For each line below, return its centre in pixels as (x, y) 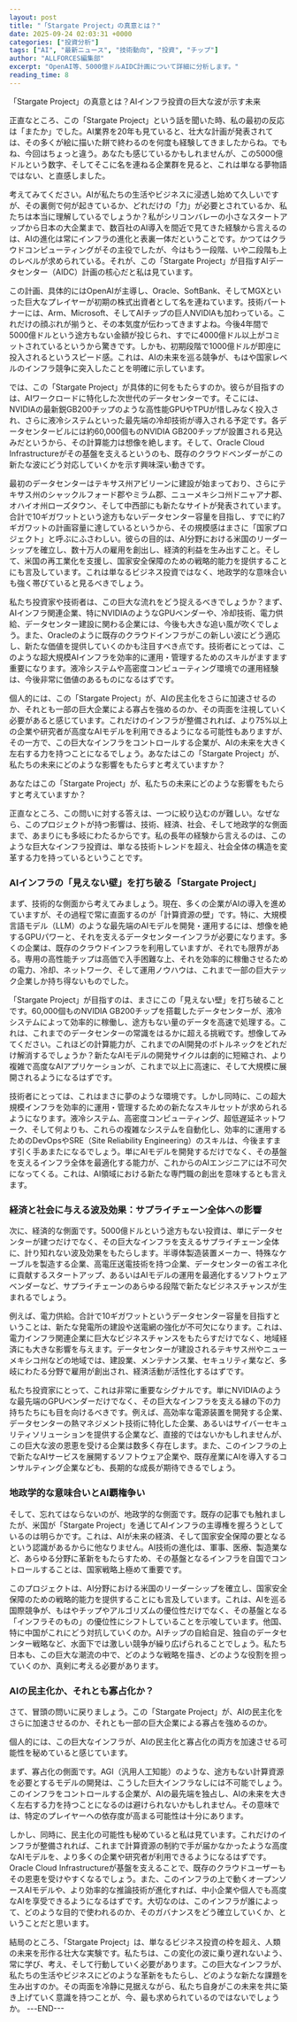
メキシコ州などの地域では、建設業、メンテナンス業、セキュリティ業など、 (145, 1360)
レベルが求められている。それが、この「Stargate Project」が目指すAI (142, 260)
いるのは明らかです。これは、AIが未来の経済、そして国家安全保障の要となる (148, 1536)
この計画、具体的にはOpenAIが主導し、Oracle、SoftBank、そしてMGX (138, 291)
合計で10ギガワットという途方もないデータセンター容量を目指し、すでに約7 (147, 516)
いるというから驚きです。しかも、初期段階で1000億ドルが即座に (164, 345)
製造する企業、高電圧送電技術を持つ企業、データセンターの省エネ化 (164, 1264)
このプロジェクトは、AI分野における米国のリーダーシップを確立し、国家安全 (148, 1588)
